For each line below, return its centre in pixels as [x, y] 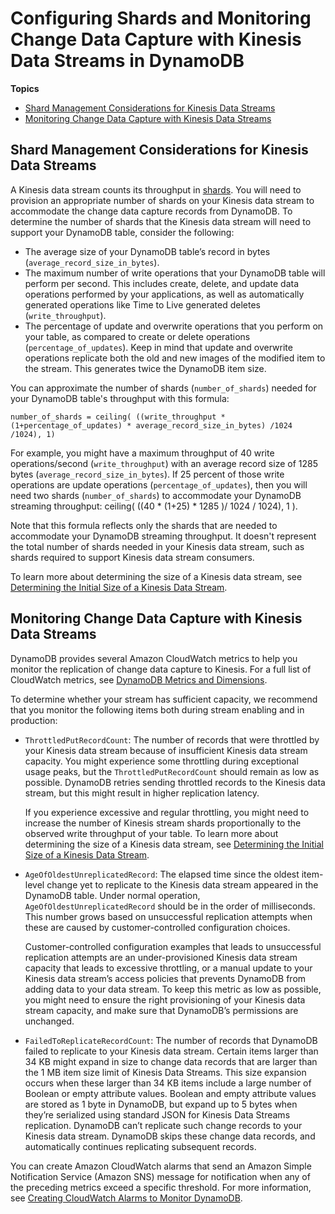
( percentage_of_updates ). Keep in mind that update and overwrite [158, 347]
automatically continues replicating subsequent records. [140, 1146]
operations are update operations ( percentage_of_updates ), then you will [159, 484]
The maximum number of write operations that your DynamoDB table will [175, 273]
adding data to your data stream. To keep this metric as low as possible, [173, 989]
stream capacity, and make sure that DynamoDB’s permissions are [161, 1010]
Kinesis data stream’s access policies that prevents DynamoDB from [165, 978]
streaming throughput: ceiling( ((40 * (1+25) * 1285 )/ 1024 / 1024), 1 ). [154, 506]
